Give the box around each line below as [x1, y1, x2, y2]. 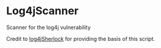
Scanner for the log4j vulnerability [6, 24, 91, 31]
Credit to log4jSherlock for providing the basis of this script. [6, 35, 156, 42]
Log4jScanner [6, 4, 79, 18]
